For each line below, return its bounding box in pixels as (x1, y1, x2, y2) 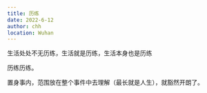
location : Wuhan (7, 29, 54, 37)
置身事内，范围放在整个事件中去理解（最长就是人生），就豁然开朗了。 (7, 79, 204, 87)
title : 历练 (7, 10, 39, 17)
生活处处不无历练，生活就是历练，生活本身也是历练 (7, 49, 152, 57)
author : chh (7, 23, 41, 30)
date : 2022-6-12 (7, 17, 54, 23)
